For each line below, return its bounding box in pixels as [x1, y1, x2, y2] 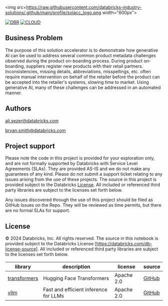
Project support [5, 142, 55, 150]
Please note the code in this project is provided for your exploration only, [5, 155, 155, 161]
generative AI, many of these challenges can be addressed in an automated [5, 84, 161, 90]
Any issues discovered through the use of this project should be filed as [5, 197, 153, 203]
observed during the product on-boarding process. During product [5, 58, 143, 64]
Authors [5, 104, 31, 113]
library [14, 263, 31, 270]
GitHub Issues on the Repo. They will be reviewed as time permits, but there [5, 202, 161, 208]
